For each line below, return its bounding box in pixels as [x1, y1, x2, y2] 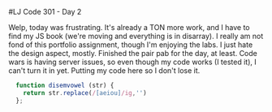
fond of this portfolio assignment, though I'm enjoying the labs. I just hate [8, 40, 253, 50]
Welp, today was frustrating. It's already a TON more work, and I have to [8, 23, 250, 32]
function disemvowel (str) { [15, 81, 114, 89]
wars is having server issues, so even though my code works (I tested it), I [8, 57, 257, 67]
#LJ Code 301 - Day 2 [8, 7, 82, 16]
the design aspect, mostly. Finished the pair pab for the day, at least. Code [8, 49, 257, 58]
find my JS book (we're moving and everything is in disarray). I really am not [8, 32, 264, 41]
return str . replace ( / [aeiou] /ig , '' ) [23, 88, 148, 97]
